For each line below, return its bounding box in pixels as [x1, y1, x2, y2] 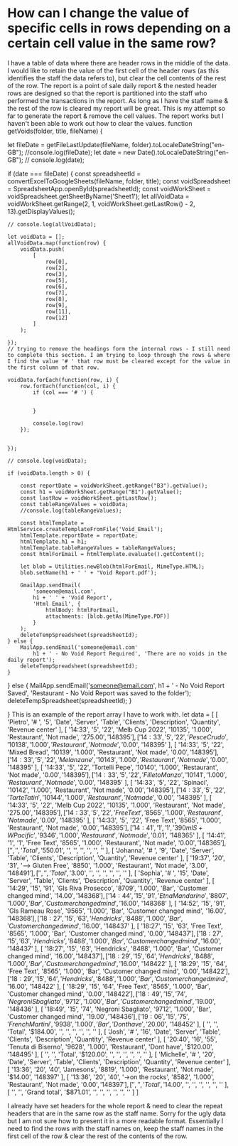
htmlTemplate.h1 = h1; [20, 538, 87, 545]
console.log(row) [33, 419, 84, 427]
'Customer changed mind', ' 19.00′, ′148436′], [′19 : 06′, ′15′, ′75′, [7, 1012, 190, 1021]
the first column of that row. [7, 364, 100, 371]
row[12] [45, 314, 69, 321]
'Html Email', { [33, 600, 81, 607]
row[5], [45, 277, 69, 284]
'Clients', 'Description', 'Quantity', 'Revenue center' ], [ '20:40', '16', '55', [7, 1034, 218, 1043]
